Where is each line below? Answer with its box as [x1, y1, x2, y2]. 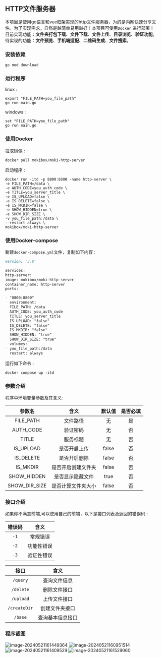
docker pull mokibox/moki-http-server [5, 158, 85, 163]
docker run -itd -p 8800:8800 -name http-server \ [5, 177, 112, 182]
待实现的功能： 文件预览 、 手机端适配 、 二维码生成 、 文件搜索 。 [5, 37, 131, 43]
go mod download [5, 62, 39, 68]
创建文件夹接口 [40, 605, 75, 612]
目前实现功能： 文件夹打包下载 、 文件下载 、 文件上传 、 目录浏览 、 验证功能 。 [5, 31, 157, 37]
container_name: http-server [5, 282, 65, 287]
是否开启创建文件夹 [51, 464, 97, 471]
